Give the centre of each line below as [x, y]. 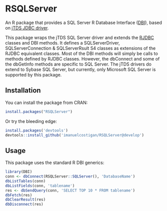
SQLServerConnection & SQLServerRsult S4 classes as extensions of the [80, 48]
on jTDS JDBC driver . [27, 27]
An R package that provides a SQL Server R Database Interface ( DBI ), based [84, 22]
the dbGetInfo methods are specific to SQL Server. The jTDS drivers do [78, 64]
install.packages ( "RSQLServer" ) [39, 111]
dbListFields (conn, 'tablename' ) [40, 185]
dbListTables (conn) [25, 181]
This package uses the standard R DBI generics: [55, 162]
